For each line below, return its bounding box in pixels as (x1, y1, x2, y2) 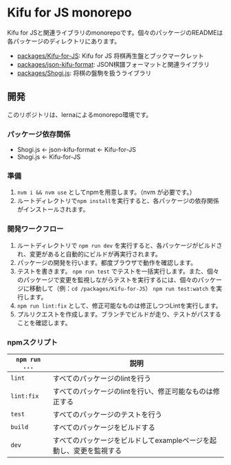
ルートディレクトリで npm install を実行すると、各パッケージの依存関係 (16, 197, 219, 205)
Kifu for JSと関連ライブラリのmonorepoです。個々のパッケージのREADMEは (7, 28, 223, 36)
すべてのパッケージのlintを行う (52, 374, 151, 383)
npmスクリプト (7, 337, 58, 347)
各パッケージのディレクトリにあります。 (7, 36, 121, 45)
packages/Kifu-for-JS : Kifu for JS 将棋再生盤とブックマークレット (16, 52, 204, 60)
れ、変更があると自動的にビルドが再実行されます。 (16, 250, 162, 258)
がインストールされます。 (16, 205, 89, 214)
